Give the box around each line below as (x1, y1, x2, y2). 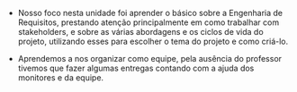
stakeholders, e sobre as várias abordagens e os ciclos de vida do (17, 27, 264, 37)
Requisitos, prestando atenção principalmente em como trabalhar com (17, 17, 280, 28)
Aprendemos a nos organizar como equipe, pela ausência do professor (17, 54, 282, 63)
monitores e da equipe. (17, 72, 104, 83)
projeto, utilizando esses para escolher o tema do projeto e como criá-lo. (17, 36, 289, 46)
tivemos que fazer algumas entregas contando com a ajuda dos (17, 63, 255, 73)
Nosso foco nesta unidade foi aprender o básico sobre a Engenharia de (17, 8, 283, 18)
